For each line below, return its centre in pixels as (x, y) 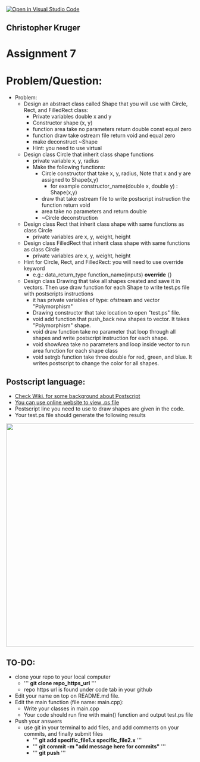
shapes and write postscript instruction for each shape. (100, 338)
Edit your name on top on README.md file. (67, 696)
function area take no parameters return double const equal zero (112, 129)
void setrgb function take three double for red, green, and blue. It (112, 357)
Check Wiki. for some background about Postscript (77, 396)
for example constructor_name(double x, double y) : (114, 186)
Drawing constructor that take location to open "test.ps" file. (106, 312)
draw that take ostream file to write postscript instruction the (116, 198)
